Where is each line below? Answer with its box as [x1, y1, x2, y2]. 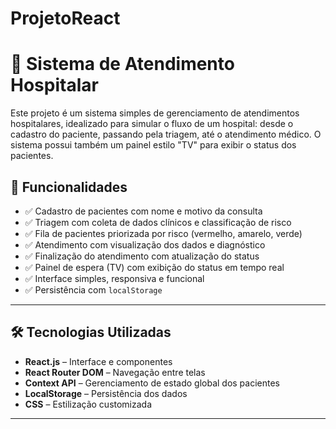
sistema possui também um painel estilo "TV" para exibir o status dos [10, 139, 297, 151]
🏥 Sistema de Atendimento [10, 53, 235, 76]
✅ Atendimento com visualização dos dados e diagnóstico [24, 238, 266, 251]
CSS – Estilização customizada [24, 398, 153, 410]
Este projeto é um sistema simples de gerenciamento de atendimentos [10, 107, 300, 119]
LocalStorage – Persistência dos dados [24, 387, 188, 399]
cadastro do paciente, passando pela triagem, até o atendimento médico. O [10, 128, 322, 141]
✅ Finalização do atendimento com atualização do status [24, 250, 260, 262]
